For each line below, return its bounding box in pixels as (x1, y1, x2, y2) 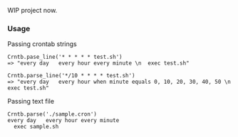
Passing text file (7, 97, 55, 106)
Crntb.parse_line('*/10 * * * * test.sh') (7, 72, 135, 80)
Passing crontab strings (7, 40, 77, 48)
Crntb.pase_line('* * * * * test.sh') (7, 53, 123, 61)
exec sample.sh (14, 124, 59, 131)
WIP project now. (7, 6, 58, 14)
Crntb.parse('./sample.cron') (7, 111, 98, 118)
